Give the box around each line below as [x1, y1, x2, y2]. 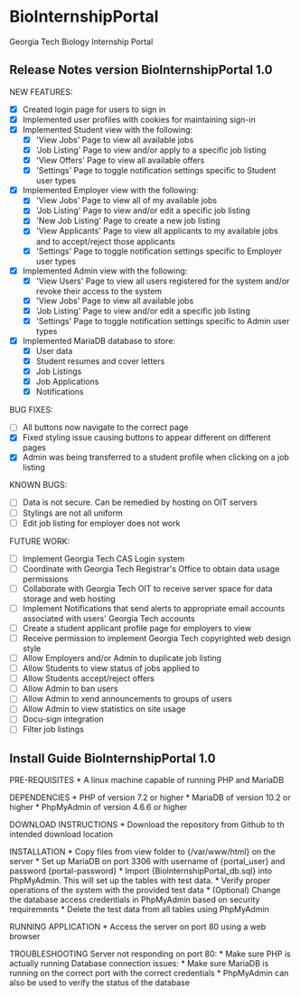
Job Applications [35, 377, 99, 387]
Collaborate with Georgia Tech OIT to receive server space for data [22, 582, 273, 593]
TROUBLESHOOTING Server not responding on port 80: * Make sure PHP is [9, 948, 291, 959]
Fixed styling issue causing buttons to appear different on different [22, 432, 271, 443]
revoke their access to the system [35, 285, 163, 296]
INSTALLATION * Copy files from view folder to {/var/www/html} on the [9, 846, 276, 857]
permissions [22, 573, 69, 584]
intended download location [9, 829, 113, 840]
